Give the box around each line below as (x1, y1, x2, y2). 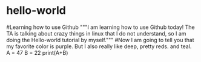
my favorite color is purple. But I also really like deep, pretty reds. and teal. (6, 43, 192, 50)
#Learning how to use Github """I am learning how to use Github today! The (6, 23, 195, 31)
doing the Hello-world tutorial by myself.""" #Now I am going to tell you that (6, 36, 195, 43)
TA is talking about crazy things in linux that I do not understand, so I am (6, 29, 186, 37)
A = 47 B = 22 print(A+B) (6, 49, 68, 56)
